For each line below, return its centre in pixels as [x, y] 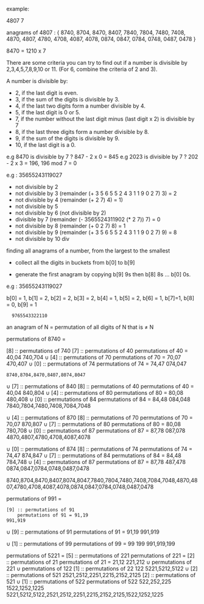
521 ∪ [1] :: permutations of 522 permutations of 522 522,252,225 [89, 581]
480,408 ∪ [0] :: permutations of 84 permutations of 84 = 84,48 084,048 [98, 399]
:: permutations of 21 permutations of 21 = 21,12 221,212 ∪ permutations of [99, 562]
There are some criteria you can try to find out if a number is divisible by [97, 63]
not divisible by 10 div [42, 239]
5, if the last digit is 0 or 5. [47, 112]
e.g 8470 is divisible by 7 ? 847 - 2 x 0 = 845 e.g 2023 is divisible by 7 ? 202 [102, 157]
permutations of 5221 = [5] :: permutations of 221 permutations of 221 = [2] [100, 555]
